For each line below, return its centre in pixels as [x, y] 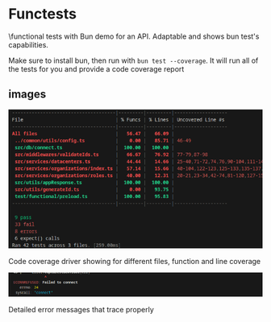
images [27, 95]
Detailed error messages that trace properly [81, 309]
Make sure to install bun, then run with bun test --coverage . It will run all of [133, 60]
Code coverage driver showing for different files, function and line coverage [135, 261]
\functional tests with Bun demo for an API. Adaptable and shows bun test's [134, 36]
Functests [42, 14]
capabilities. [28, 44]
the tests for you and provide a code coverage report [96, 68]
